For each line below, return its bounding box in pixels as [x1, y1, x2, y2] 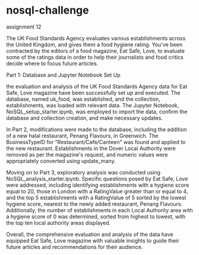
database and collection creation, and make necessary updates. [6, 114, 163, 122]
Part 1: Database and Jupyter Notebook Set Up [6, 71, 121, 78]
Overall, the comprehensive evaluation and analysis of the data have [6, 231, 173, 238]
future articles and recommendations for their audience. [6, 243, 143, 250]
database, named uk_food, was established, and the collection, [6, 95, 160, 103]
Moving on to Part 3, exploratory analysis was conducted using [6, 168, 161, 176]
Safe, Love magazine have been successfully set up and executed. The [6, 89, 181, 96]
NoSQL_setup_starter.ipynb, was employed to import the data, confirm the [6, 108, 188, 115]
